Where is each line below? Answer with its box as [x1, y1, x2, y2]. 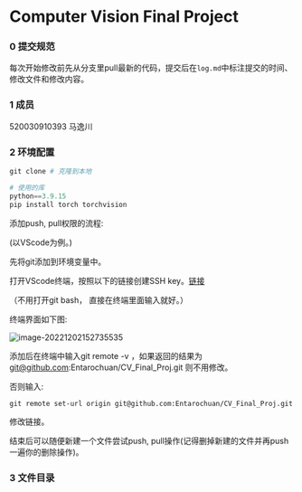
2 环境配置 [9, 146, 55, 158]
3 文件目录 [9, 471, 55, 484]
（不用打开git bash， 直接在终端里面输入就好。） [9, 294, 188, 305]
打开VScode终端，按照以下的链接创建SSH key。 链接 [9, 275, 205, 286]
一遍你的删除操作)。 [9, 446, 84, 458]
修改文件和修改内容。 [9, 74, 89, 85]
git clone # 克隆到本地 [9, 167, 92, 176]
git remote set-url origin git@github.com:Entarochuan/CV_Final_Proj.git [9, 399, 294, 408]
